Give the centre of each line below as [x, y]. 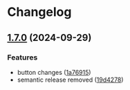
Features [22, 57]
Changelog [39, 12]
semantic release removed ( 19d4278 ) [70, 80]
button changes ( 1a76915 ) [54, 72]
